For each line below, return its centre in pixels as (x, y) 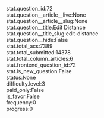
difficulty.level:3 (26, 84)
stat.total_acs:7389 (29, 46)
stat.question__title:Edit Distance (46, 27)
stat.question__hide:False (37, 40)
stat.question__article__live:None (46, 15)
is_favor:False (23, 96)
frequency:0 (21, 102)
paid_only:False (25, 90)
